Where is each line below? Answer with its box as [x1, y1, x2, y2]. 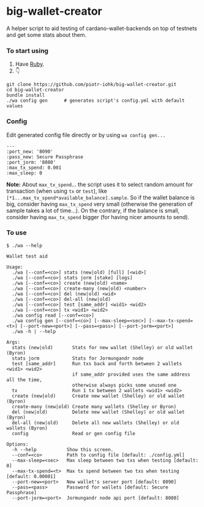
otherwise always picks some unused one [72, 382, 176, 388]
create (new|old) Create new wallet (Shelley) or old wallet [12, 393, 185, 399]
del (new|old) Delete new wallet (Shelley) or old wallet [12, 409, 185, 415]
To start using [6, 46, 49, 55]
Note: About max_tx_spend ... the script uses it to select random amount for [6, 180, 193, 188]
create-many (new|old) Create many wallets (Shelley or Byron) [12, 403, 176, 409]
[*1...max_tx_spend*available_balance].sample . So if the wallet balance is [6, 193, 195, 201]
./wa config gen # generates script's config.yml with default [6, 98, 185, 104]
